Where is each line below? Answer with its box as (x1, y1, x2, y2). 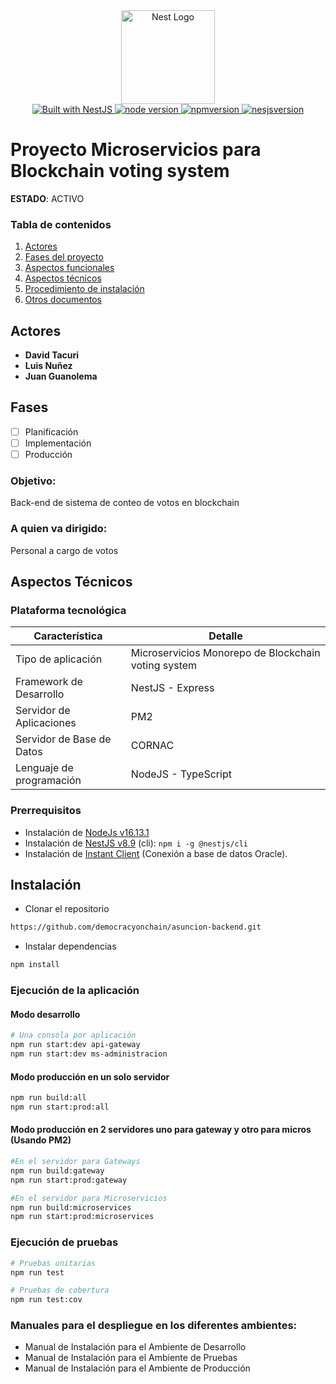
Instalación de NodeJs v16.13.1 (24, 826, 150, 838)
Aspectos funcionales (24, 262, 115, 274)
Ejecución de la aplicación (10, 984, 140, 998)
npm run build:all (10, 1093, 87, 1103)
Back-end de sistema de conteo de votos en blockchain (10, 497, 240, 509)
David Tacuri (24, 349, 80, 361)
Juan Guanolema (24, 370, 98, 383)
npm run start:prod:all (10, 1102, 110, 1113)
